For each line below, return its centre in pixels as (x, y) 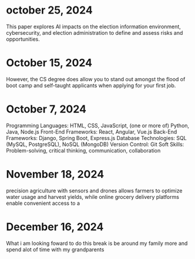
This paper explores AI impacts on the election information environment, (93, 26)
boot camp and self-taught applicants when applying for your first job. (91, 85)
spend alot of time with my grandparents (55, 249)
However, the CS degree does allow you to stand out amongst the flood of (96, 79)
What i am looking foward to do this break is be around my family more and (97, 243)
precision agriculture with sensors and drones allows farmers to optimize (94, 190)
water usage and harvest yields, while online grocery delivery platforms (93, 197)
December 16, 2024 (55, 227)
